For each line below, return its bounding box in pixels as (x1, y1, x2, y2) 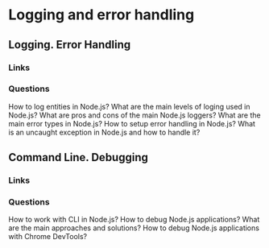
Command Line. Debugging (8, 151, 149, 164)
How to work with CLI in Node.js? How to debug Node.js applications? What (8, 215, 260, 225)
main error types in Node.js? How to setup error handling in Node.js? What (8, 118, 256, 128)
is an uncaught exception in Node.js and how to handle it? (8, 127, 201, 137)
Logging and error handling (8, 6, 195, 24)
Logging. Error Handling (8, 38, 131, 52)
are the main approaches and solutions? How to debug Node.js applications (8, 223, 260, 233)
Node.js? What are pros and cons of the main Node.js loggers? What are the (8, 110, 261, 120)
